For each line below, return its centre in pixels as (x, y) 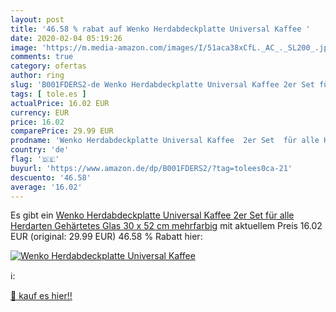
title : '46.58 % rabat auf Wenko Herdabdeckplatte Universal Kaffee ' (160, 29)
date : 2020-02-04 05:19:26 (66, 38)
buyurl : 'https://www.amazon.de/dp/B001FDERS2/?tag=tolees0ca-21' (151, 168)
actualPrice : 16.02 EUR (60, 103)
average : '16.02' (46, 187)
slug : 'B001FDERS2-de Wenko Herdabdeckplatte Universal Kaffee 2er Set (162, 85)
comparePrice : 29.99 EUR (62, 131)
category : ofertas (48, 66)
